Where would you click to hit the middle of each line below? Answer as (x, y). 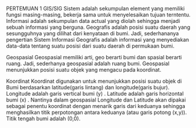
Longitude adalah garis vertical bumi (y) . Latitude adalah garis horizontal (95, 94)
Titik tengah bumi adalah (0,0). (43, 119)
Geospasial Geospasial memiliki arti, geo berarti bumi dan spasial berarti (94, 57)
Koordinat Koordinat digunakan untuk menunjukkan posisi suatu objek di (94, 81)
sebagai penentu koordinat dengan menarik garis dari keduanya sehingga (96, 106)
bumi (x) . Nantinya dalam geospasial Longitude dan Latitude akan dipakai (96, 100)
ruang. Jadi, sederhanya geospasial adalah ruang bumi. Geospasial (88, 63)
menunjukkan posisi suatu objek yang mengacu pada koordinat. (84, 70)
